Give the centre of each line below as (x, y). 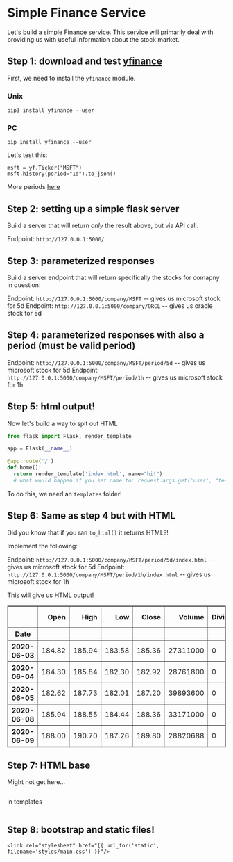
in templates (25, 802)
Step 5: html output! (51, 407)
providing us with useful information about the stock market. (93, 39)
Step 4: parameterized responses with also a (106, 335)
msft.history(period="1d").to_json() (62, 174)
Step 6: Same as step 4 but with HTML (91, 516)
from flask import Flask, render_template (69, 436)
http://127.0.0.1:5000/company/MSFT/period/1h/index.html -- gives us (109, 574)
